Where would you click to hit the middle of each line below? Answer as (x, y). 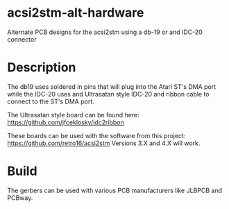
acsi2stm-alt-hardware (76, 13)
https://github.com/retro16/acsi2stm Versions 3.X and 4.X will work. (104, 143)
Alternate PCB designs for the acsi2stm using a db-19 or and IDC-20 (105, 32)
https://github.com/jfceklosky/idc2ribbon (66, 122)
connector (22, 39)
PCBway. (20, 198)
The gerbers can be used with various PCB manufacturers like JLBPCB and (115, 190)
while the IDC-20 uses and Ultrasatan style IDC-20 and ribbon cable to (108, 94)
